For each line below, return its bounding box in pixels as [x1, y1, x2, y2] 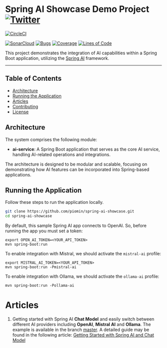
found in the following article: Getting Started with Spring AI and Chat [12, 332, 154, 338]
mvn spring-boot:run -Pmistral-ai [5, 265, 77, 270]
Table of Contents [5, 74, 62, 83]
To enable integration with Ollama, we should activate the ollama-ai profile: [5, 273, 160, 280]
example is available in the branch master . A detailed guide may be [12, 327, 150, 333]
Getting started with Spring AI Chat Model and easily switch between [12, 316, 155, 322]
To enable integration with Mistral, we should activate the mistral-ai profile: [5, 251, 162, 257]
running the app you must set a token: [5, 228, 83, 234]
